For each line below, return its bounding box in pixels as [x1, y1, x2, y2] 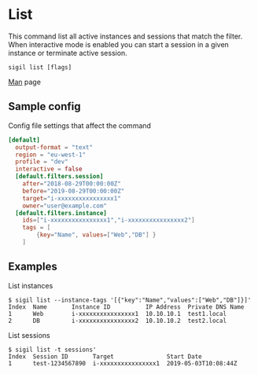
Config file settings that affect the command [8, 120, 152, 130]
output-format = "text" [15, 143, 93, 151]
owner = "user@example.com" [22, 202, 108, 210]
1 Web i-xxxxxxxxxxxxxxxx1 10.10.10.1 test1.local [8, 310, 227, 317]
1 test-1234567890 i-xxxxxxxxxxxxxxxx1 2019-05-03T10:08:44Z [8, 359, 238, 367]
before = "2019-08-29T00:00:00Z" [22, 187, 125, 195]
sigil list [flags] [8, 63, 72, 71]
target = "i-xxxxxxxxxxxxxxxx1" [22, 194, 122, 202]
